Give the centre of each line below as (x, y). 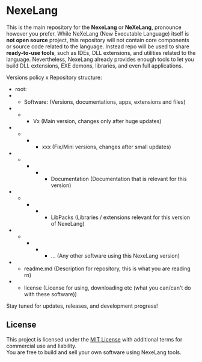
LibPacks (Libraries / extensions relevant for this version (121, 217)
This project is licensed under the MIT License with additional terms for (94, 339)
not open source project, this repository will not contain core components (98, 40)
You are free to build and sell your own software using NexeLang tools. (94, 352)
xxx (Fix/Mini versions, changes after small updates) (106, 147)
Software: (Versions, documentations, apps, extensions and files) (105, 102)
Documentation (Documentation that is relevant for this (119, 179)
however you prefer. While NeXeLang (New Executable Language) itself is (98, 33)
